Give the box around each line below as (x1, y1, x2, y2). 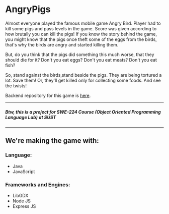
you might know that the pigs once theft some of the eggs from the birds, (5, 36, 157, 42)
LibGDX (12, 192, 29, 198)
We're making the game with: (5, 136, 99, 145)
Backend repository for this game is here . (5, 92, 91, 98)
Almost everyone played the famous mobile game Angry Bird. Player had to (5, 20, 161, 26)
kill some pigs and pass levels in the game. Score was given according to (5, 25, 157, 31)
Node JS (12, 198, 31, 204)
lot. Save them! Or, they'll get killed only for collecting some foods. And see (5, 77, 161, 83)
